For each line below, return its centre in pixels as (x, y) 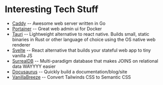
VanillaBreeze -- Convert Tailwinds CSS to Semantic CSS (71, 77)
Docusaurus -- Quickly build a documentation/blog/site (70, 71)
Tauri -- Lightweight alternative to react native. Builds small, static (81, 34)
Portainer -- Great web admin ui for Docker (57, 28)
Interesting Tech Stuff (52, 9)
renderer (21, 45)
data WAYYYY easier (34, 66)
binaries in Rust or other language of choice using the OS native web (84, 39)
